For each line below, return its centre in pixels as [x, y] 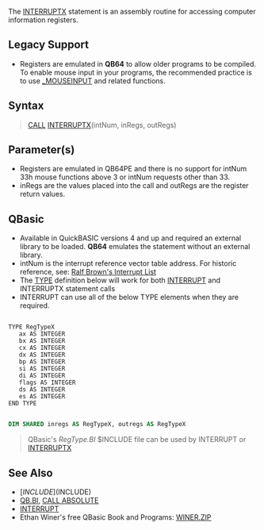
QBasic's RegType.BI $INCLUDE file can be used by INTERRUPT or [137, 440]
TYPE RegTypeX [32, 327]
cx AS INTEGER [42, 348]
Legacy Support [49, 45]
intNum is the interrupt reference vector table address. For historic [128, 263]
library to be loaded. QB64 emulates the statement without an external [135, 247]
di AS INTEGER [42, 376]
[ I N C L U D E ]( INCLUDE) [55, 492]
